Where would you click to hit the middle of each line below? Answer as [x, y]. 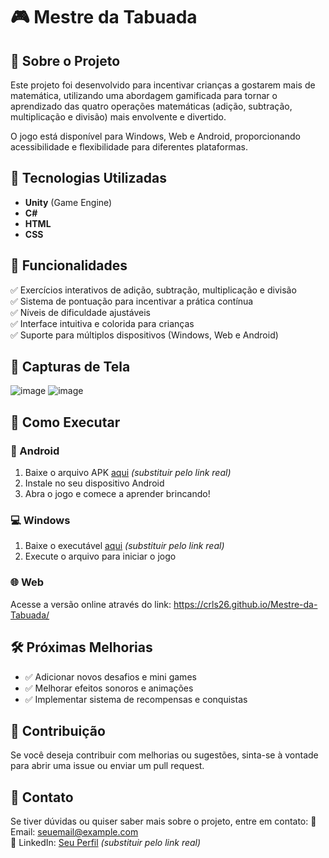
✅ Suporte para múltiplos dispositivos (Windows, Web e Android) [144, 335]
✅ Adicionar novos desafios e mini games [110, 676]
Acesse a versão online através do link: [91, 604]
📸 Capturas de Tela [70, 367]
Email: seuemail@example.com [74, 832]
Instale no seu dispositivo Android [94, 483]
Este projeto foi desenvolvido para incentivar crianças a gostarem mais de [163, 85]
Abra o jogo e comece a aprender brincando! [117, 494]
